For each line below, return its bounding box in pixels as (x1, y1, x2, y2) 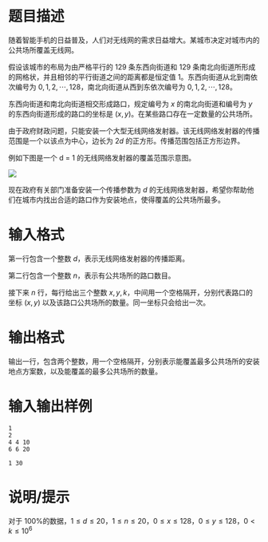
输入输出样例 (8, 398, 93, 415)
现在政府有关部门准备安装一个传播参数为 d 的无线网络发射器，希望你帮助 (8, 184, 247, 194)
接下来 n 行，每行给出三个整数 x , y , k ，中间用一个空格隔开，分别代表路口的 (8, 287, 254, 297)
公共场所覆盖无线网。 (8, 45, 78, 54)
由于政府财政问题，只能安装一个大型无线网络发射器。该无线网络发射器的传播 (8, 125, 260, 136)
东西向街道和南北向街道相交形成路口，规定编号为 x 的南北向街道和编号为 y (8, 99, 253, 109)
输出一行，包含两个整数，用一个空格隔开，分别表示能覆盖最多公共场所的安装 (8, 356, 260, 366)
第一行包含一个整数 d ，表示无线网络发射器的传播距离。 (8, 253, 190, 263)
